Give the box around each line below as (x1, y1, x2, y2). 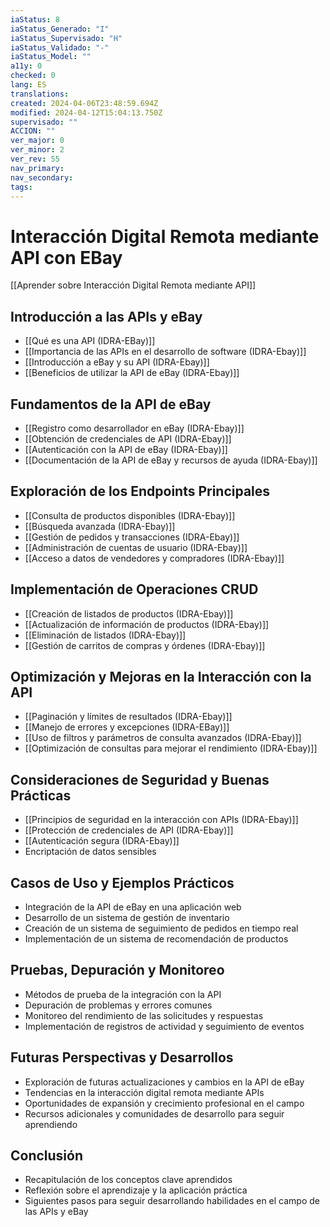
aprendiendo (24, 1118, 78, 1130)
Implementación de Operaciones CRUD (10, 581, 259, 598)
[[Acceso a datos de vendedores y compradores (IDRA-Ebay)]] (24, 552, 285, 564)
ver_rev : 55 (10, 154, 60, 164)
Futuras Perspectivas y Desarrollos (10, 1049, 234, 1066)
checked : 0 (10, 71, 56, 81)
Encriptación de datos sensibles (24, 846, 157, 858)
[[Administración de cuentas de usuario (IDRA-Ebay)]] (24, 541, 248, 553)
